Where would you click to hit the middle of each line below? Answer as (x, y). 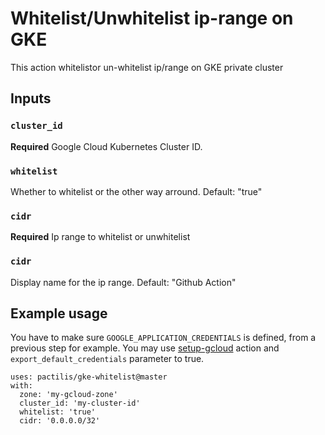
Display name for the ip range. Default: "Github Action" (123, 282)
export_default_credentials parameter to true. (107, 359)
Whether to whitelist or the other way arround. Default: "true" (136, 191)
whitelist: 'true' (58, 412)
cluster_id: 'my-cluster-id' (80, 403)
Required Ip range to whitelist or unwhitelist (100, 237)
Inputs (31, 98)
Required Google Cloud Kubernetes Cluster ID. (106, 146)
